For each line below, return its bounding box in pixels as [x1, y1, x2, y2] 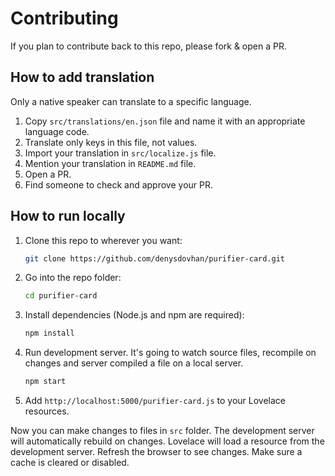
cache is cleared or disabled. [10, 457, 130, 469]
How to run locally [10, 208, 126, 225]
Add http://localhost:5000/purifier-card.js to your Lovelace [24, 395, 286, 407]
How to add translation [10, 69, 155, 86]
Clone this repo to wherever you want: [24, 234, 183, 246]
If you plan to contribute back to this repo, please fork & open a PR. [10, 40, 287, 52]
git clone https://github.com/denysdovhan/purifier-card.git [24, 253, 286, 264]
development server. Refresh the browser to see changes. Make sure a [10, 446, 303, 458]
